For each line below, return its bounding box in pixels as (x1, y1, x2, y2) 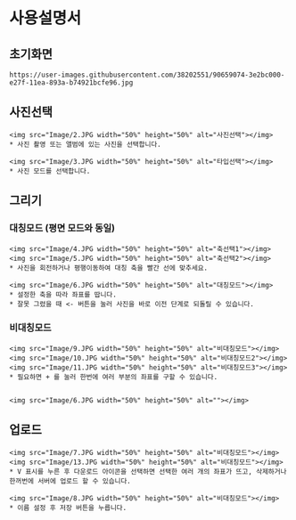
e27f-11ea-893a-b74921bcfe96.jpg (9, 78, 134, 87)
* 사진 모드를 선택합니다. (9, 167, 91, 175)
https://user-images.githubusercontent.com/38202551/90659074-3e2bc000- (9, 70, 285, 79)
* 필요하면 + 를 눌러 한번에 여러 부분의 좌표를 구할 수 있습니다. (9, 372, 218, 381)
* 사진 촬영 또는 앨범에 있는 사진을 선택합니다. (9, 140, 162, 149)
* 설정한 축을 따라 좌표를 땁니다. (9, 290, 118, 299)
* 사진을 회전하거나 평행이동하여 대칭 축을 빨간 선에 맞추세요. (9, 264, 209, 272)
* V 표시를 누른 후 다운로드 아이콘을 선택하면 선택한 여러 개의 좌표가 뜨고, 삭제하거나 (9, 467, 287, 476)
